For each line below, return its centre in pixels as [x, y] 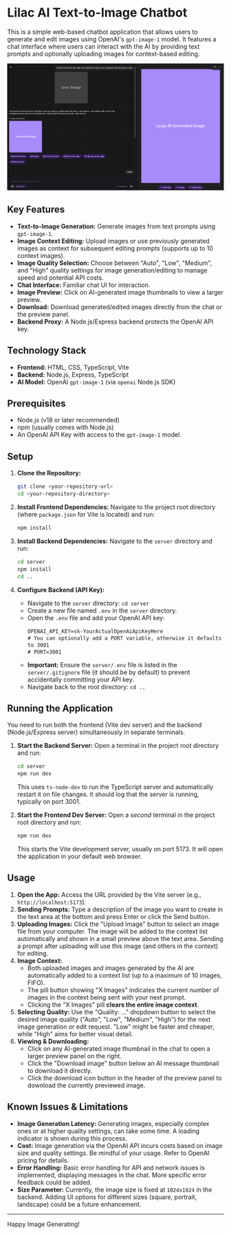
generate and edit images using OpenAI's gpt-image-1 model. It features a [112, 39]
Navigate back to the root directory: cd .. [86, 686]
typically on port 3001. [49, 802]
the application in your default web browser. [79, 856]
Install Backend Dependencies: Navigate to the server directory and [115, 541]
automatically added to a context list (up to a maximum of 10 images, [124, 975]
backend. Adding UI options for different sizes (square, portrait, [107, 1197]
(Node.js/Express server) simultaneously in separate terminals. [96, 732]
